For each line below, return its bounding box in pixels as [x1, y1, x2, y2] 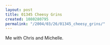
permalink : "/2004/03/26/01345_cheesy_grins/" [5, 21, 105, 26]
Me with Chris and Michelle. [5, 35, 64, 41]
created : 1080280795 [5, 16, 49, 21]
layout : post [5, 7, 33, 12]
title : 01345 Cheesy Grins [5, 12, 62, 17]
